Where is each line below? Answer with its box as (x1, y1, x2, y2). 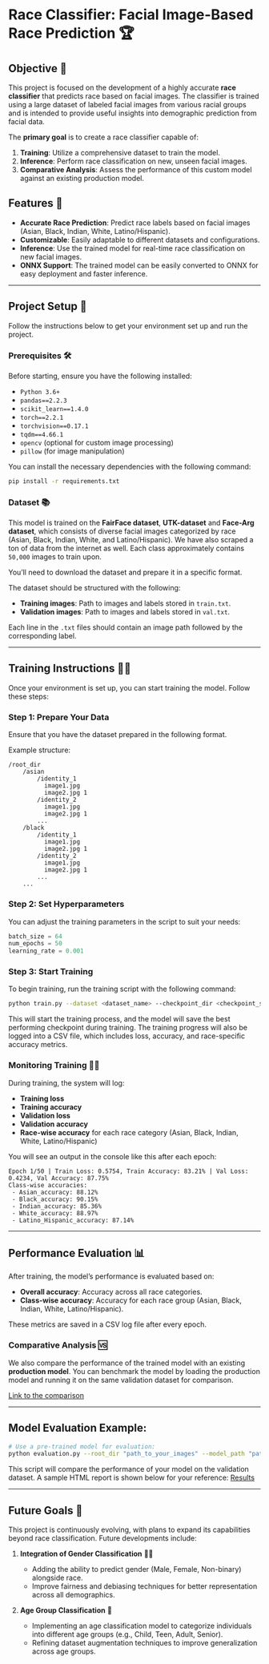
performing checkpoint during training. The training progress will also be (8, 1023, 248, 1033)
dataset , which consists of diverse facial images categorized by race (8, 526, 236, 536)
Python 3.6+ (19, 388, 60, 396)
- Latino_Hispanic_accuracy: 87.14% (11, 1216, 134, 1224)
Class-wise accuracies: (8, 1181, 88, 1189)
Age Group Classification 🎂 (19, 1606, 112, 1615)
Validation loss (19, 1110, 70, 1120)
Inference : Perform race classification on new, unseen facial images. (19, 156, 247, 166)
